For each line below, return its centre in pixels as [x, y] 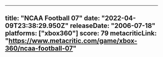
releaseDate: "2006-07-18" [113, 26]
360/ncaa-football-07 [39, 49]
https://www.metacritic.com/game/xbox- [73, 41]
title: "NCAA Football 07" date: [53, 18]
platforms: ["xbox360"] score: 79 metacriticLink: [81, 34]
